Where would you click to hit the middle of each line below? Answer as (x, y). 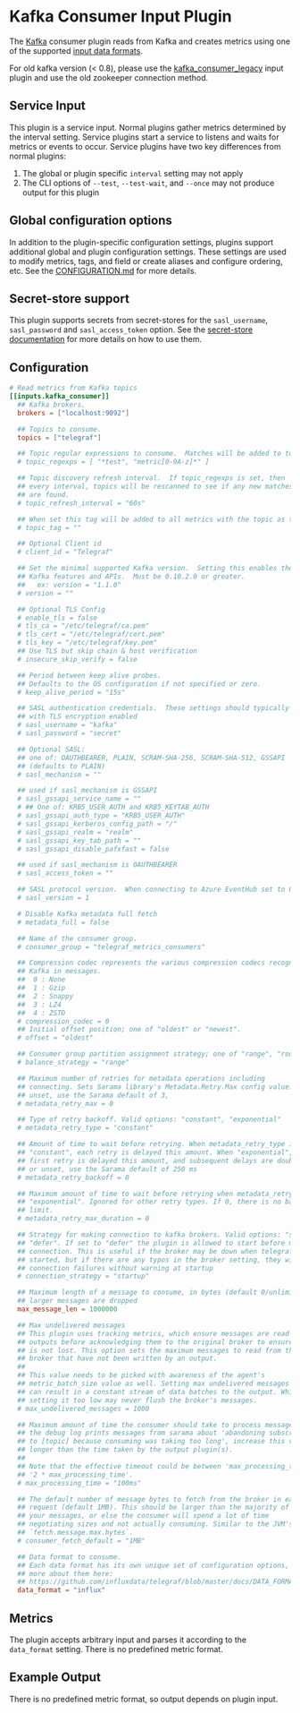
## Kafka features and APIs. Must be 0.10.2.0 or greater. (131, 577)
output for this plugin (61, 192)
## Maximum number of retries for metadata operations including (142, 1078)
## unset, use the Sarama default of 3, (93, 1095)
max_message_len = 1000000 (67, 1309)
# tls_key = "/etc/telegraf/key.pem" (87, 643)
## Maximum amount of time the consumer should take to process (139, 1425)
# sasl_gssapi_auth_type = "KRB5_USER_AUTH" (101, 816)
